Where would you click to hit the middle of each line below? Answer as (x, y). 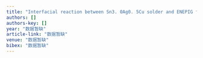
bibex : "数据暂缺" (28, 46)
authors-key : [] (27, 23)
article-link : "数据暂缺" (37, 34)
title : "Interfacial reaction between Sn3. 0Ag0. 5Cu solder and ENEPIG (100, 12)
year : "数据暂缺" (26, 29)
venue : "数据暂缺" (28, 40)
